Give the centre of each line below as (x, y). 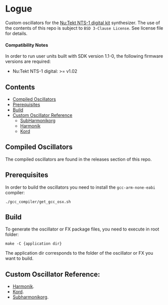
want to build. (19, 258)
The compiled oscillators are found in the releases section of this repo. (79, 159)
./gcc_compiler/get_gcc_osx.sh (38, 202)
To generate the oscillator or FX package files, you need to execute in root (82, 229)
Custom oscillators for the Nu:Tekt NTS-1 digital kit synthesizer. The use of (83, 23)
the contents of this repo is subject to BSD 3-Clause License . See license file (84, 28)
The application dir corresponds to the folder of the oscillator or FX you (79, 253)
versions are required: (28, 61)
